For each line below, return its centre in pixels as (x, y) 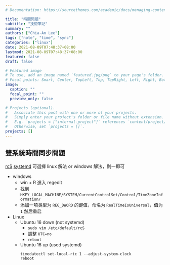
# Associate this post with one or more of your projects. (71, 113)
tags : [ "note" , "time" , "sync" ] (39, 38)
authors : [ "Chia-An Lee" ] (32, 33)
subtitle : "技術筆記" (27, 24)
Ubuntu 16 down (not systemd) (52, 222)
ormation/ (31, 199)
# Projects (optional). (30, 108)
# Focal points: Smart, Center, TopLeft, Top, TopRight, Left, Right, (81, 80)
